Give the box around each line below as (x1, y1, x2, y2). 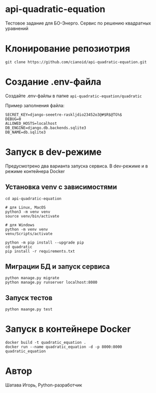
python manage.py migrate (5, 276, 59, 281)
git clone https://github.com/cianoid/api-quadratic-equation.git (5, 59, 147, 65)
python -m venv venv (5, 227, 49, 232)
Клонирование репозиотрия (5, 43, 130, 55)
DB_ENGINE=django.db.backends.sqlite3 (5, 125, 86, 130)
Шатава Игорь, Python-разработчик (5, 382, 82, 388)
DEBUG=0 (5, 116, 22, 121)
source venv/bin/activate (5, 214, 59, 219)
